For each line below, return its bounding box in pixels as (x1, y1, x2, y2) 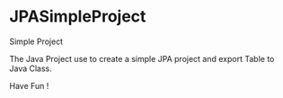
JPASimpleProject (9, 6, 146, 27)
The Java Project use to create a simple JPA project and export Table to (9, 53, 275, 64)
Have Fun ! (9, 80, 49, 91)
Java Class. (9, 63, 52, 74)
